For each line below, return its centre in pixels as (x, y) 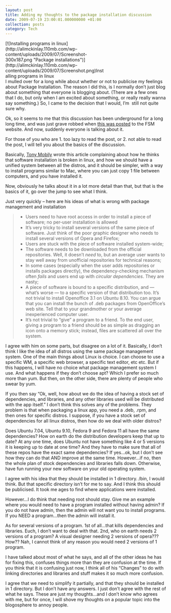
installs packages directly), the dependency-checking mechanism (95, 271)
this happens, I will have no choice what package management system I (81, 367)
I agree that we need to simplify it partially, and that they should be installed (85, 583)
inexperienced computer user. (57, 314)
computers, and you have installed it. (44, 176)
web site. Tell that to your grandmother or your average (83, 309)
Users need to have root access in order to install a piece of (88, 217)
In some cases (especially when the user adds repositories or (90, 265)
